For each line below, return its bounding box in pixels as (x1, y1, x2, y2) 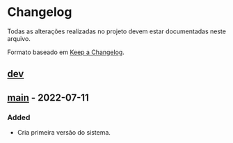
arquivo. (7, 34, 31, 42)
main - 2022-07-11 (7, 92, 89, 103)
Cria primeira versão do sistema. (17, 128, 111, 137)
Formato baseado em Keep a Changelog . (7, 48, 125, 56)
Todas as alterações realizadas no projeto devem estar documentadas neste (7, 27, 226, 35)
